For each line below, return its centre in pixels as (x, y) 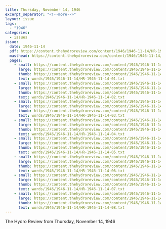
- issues (19, 38)
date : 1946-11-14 (27, 46)
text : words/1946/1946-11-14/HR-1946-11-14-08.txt (71, 207)
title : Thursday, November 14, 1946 (43, 10)
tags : (11, 23)
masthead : (20, 56)
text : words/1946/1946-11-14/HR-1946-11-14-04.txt (71, 134)
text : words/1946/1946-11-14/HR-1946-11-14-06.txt (71, 171)
